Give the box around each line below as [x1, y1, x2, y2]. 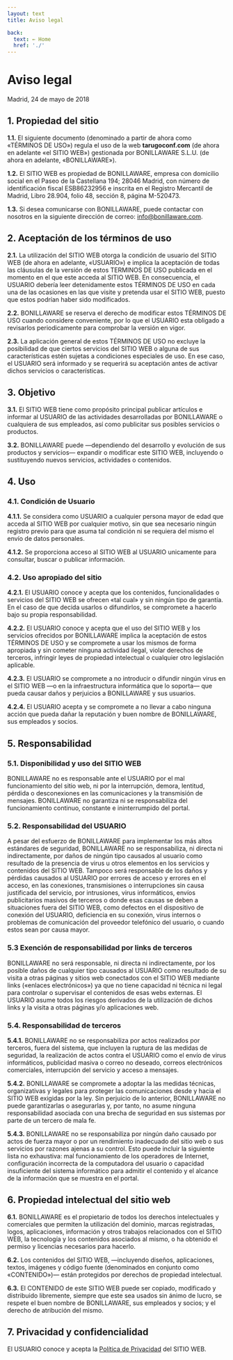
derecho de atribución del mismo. [7, 1306, 104, 1314]
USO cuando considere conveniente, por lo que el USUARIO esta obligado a [7, 316, 225, 324]
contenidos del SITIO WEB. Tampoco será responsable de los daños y [7, 866, 208, 875]
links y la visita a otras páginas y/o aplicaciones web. [7, 1003, 159, 1012]
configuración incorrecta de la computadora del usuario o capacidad [7, 1159, 204, 1168]
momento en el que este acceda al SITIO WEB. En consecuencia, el [7, 273, 200, 282]
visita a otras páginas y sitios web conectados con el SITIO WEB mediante [7, 973, 220, 982]
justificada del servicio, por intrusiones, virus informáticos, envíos [7, 889, 196, 897]
